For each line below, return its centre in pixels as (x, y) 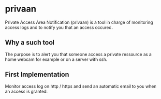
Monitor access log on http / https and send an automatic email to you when (81, 86)
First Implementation (37, 75)
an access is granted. (26, 91)
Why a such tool (30, 43)
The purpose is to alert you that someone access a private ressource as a (78, 54)
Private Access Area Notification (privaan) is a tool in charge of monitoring (79, 22)
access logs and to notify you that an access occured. (59, 27)
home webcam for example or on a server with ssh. (56, 59)
